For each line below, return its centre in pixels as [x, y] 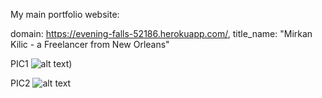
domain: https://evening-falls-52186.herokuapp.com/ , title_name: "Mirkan [161, 33]
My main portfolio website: [65, 14]
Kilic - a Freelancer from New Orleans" [90, 44]
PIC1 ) [41, 63]
